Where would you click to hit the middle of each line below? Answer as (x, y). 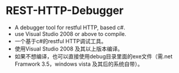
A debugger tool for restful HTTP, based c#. (70, 27)
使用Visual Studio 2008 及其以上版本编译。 (69, 49)
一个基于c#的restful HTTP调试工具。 (60, 41)
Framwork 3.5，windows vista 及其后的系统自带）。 (79, 64)
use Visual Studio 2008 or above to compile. (70, 33)
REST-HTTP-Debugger (65, 11)
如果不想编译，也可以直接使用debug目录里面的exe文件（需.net (93, 56)
